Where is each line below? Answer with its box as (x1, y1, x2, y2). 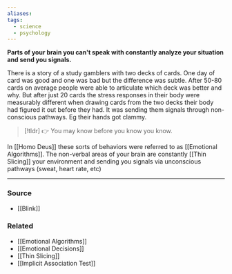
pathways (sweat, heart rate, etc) (7, 165, 101, 173)
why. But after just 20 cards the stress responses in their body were (7, 91, 200, 99)
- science (13, 23, 41, 30)
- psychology (13, 29, 51, 37)
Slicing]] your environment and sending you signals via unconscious (7, 157, 202, 166)
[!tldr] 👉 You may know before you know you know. (23, 127, 173, 135)
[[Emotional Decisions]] (17, 244, 84, 253)
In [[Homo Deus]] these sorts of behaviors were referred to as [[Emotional (7, 143, 217, 151)
